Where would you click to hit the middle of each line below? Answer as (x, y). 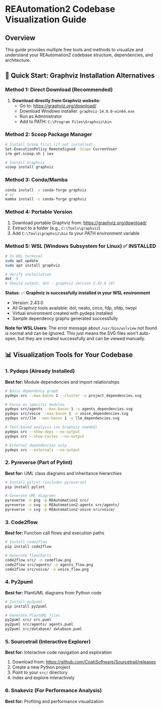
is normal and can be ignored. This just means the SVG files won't (72, 333)
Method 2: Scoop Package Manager (49, 134)
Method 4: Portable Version (39, 212)
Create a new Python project (41, 667)
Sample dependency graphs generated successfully (65, 318)
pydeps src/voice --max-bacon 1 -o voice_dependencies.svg (67, 414)
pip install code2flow (28, 547)
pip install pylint (25, 487)
